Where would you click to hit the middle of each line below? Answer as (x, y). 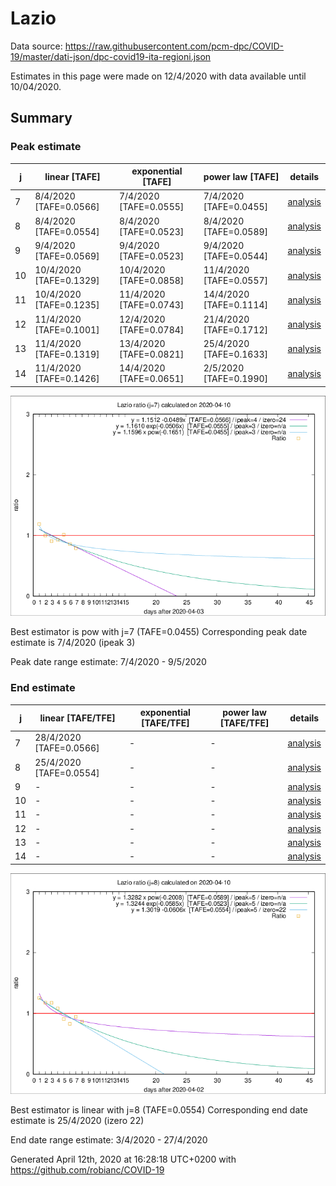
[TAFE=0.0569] (67, 256)
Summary (41, 118)
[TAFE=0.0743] (151, 305)
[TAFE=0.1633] (236, 354)
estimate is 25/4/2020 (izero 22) (77, 1120)
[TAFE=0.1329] (67, 281)
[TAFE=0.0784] (151, 329)
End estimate (43, 688)
